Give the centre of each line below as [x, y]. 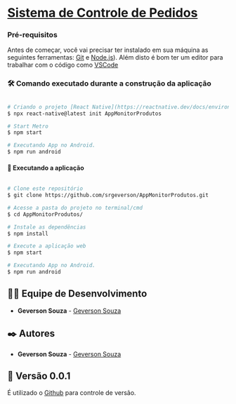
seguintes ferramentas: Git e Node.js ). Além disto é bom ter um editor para [115, 58]
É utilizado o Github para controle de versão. [72, 393]
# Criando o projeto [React [48, 107]
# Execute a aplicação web [47, 246]
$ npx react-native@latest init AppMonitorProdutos [84, 114]
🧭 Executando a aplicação [46, 168]
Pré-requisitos [32, 35]
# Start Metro [28, 126]
